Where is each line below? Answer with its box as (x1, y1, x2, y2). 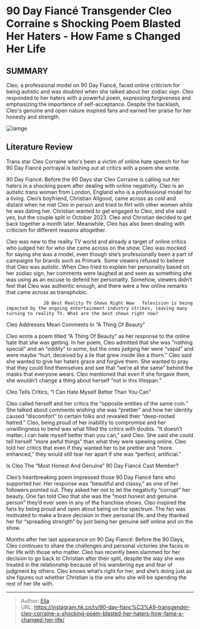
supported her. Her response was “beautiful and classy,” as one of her (6, 479, 179, 487)
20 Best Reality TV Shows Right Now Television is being (43, 300, 193, 306)
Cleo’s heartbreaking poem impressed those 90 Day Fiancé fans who (6, 474, 176, 481)
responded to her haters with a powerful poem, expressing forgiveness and (6, 94, 192, 101)
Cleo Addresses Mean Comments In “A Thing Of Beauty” (6, 320, 145, 328)
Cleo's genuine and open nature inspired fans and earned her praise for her (6, 107, 192, 114)
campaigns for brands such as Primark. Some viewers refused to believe (6, 257, 185, 264)
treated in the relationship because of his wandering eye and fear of (6, 561, 173, 568)
